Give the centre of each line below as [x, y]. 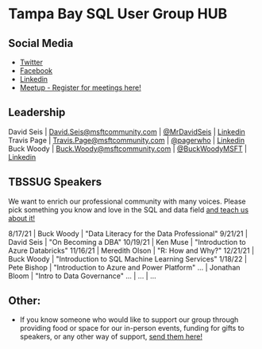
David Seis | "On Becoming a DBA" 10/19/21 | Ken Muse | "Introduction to [127, 242]
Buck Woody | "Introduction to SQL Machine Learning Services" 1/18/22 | [128, 258]
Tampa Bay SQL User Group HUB [118, 14]
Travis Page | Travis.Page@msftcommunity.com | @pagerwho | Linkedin [126, 140]
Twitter [31, 62]
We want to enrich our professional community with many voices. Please [127, 201]
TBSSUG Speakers [55, 182]
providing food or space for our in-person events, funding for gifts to [132, 328]
